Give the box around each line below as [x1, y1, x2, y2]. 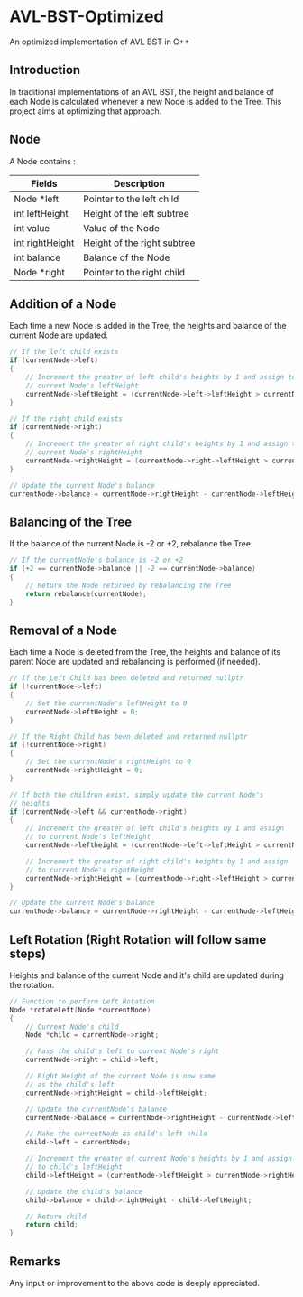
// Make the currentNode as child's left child [25, 1129, 207, 1139]
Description [113, 177, 165, 190]
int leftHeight [14, 207, 69, 219]
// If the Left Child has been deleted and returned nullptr [9, 674, 244, 683]
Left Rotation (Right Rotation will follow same [9, 932, 267, 947]
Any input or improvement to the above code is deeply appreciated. [9, 1278, 260, 1288]
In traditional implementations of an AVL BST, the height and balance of [9, 86, 275, 97]
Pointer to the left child [83, 192, 179, 205]
